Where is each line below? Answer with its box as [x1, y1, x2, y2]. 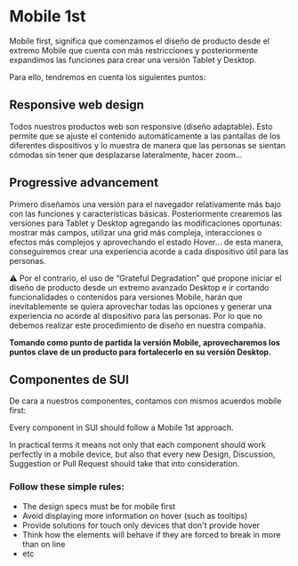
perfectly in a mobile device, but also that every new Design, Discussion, [9, 449, 276, 459]
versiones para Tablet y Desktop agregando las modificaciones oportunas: [9, 218, 283, 228]
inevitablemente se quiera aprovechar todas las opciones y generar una [9, 300, 272, 312]
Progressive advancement [9, 175, 158, 190]
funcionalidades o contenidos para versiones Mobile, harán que [9, 291, 243, 302]
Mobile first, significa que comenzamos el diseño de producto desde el [9, 36, 270, 46]
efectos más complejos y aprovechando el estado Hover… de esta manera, [9, 236, 284, 247]
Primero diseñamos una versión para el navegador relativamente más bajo [9, 198, 282, 210]
